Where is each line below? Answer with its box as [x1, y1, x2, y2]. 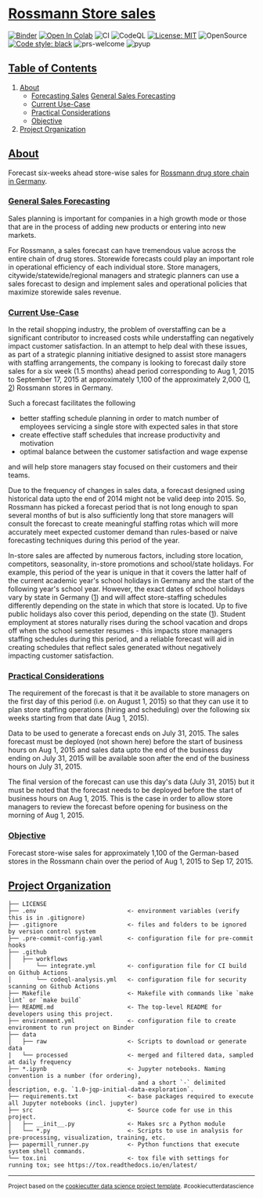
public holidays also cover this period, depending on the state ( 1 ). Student [8, 609, 246, 619]
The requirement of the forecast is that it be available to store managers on [8, 688, 250, 698]
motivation [19, 439, 54, 448]
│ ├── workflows [8, 955, 68, 962]
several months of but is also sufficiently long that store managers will [8, 511, 234, 520]
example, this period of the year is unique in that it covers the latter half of [8, 568, 247, 577]
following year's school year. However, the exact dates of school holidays [8, 584, 245, 594]
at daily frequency [8, 1057, 72, 1066]
